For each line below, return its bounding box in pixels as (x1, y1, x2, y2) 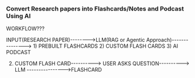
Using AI (6, 12, 31, 20)
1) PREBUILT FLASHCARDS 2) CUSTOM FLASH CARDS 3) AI (33, 42, 179, 49)
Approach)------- (146, 37, 189, 44)
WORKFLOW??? (6, 25, 45, 32)
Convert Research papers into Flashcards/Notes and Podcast (6, 5, 184, 13)
